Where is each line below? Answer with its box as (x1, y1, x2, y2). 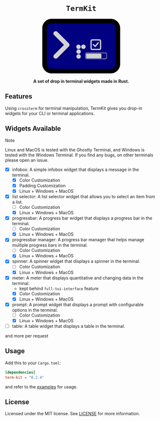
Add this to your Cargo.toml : (5, 360, 61, 366)
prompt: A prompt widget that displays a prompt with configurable (12, 302, 144, 307)
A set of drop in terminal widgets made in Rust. (33, 78, 130, 84)
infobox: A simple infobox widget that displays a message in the (12, 167, 139, 172)
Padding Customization (19, 183, 66, 188)
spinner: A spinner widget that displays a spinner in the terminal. (12, 258, 140, 264)
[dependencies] (5, 370, 36, 375)
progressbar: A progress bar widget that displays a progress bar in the (12, 215, 152, 221)
